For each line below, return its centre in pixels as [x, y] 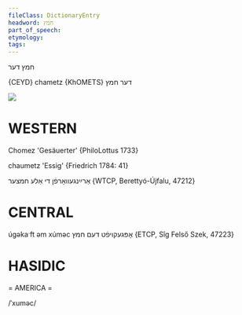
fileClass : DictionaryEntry [54, 15]
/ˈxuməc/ [22, 302]
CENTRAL [41, 212]
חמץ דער [22, 67]
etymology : [26, 37]
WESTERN [42, 128]
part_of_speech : [35, 30]
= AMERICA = [30, 288]
